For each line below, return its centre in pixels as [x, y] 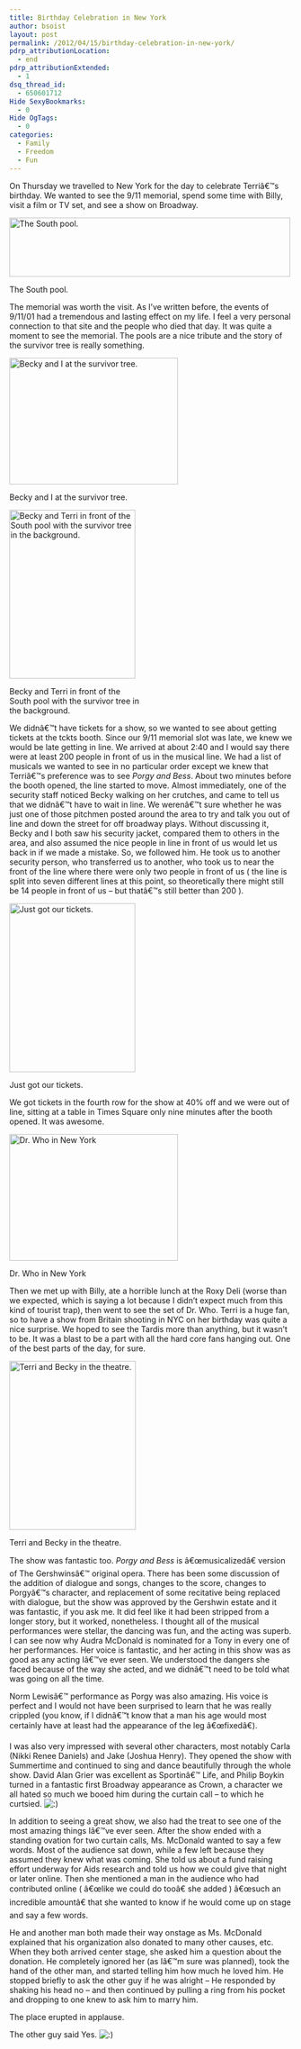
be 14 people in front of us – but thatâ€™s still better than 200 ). [127, 890]
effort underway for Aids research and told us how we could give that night [148, 1869]
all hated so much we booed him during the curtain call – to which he [137, 1794]
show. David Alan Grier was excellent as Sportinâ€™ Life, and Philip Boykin [147, 1774]
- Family [34, 143]
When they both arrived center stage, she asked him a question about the [146, 1952]
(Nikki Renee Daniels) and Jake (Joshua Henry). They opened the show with [150, 1755]
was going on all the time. [57, 1678]
